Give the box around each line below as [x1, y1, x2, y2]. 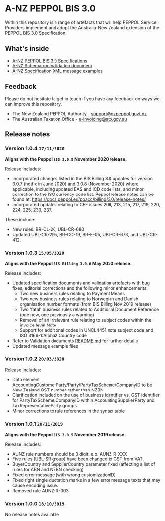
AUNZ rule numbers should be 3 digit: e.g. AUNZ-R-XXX [12, 451, 127, 457]
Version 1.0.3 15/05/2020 [5, 249, 65, 256]
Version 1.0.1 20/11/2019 [5, 420, 63, 427]
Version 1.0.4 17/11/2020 [5, 145, 65, 152]
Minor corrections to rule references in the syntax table [12, 408, 125, 414]
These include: [5, 217, 36, 223]
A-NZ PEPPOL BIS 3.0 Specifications [12, 58, 88, 64]
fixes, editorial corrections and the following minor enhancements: [12, 285, 148, 291]
